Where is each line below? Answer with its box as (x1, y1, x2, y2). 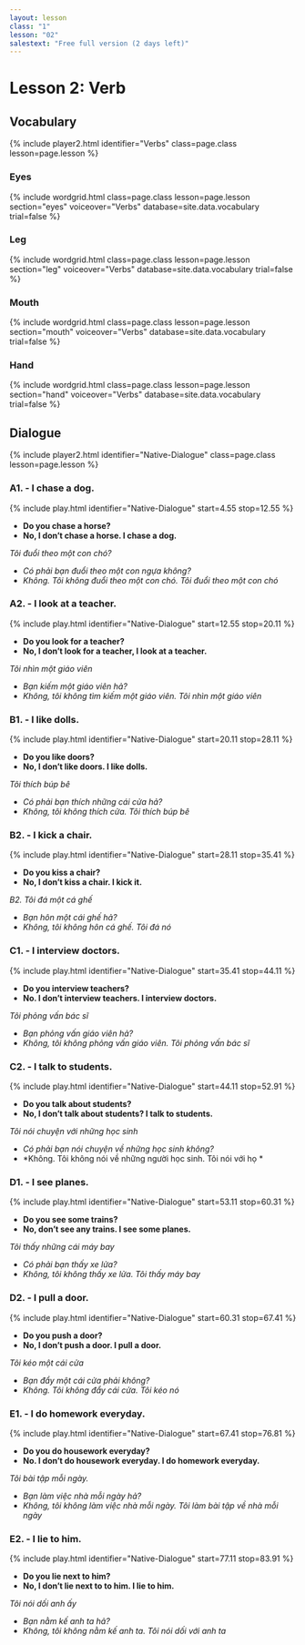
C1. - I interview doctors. (9, 944, 120, 957)
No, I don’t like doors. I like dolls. (22, 761, 148, 772)
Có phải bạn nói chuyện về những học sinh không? (22, 1143, 215, 1154)
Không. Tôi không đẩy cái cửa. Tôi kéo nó (22, 1385, 179, 1396)
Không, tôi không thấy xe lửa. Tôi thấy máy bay (22, 1269, 201, 1280)
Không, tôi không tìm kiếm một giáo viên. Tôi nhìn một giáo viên (22, 690, 262, 701)
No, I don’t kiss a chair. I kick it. (22, 877, 143, 888)
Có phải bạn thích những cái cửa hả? (22, 797, 163, 807)
